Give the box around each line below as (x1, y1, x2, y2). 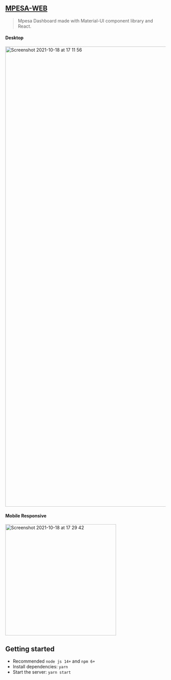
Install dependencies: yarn (12, 664, 68, 670)
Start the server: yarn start (12, 669, 71, 675)
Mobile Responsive (5, 512, 47, 518)
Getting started (5, 644, 55, 653)
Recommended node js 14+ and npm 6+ (12, 658, 95, 664)
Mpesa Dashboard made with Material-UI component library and (17, 17, 154, 24)
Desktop (5, 35, 24, 41)
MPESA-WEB (5, 4, 48, 13)
